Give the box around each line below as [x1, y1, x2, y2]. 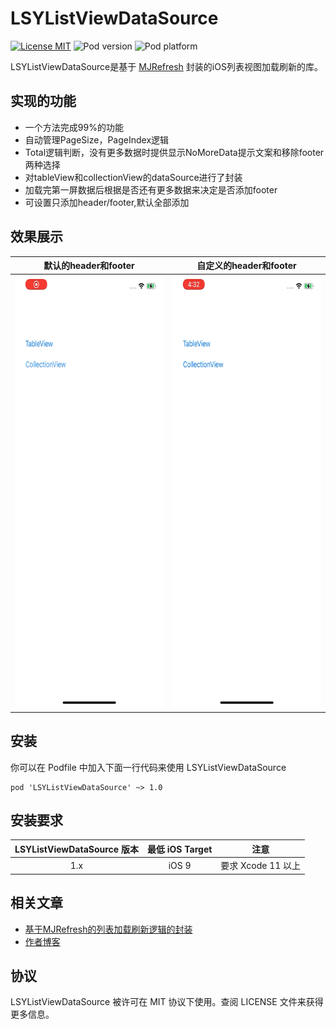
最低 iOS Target [146, 843, 213, 855]
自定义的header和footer [196, 260, 297, 272]
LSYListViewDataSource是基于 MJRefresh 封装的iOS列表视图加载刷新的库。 [10, 60, 323, 72]
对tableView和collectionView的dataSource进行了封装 [24, 171, 243, 183]
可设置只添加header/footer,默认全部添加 [24, 196, 190, 208]
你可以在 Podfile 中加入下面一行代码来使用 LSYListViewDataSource [10, 761, 287, 773]
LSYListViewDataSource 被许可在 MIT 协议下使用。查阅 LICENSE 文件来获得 [10, 996, 324, 1008]
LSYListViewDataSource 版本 [14, 843, 139, 855]
